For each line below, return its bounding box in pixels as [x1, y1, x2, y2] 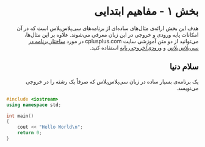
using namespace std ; [6, 102, 62, 108]
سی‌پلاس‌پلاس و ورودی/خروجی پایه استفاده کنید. [89, 44, 199, 51]
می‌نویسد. [176, 84, 199, 91]
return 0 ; [17, 130, 43, 136]
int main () [6, 113, 34, 119]
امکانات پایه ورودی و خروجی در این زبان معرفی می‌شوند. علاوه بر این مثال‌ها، [24, 30, 199, 38]
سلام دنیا [169, 62, 199, 72]
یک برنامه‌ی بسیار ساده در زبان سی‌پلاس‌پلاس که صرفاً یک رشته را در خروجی [25, 77, 199, 85]
